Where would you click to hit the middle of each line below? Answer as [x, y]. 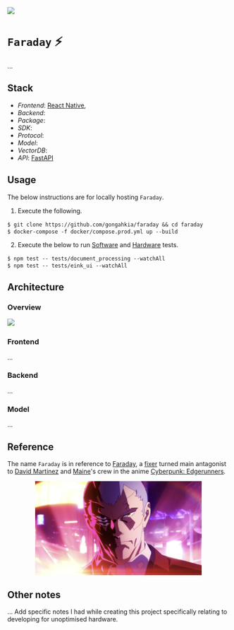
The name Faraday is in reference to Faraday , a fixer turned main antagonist [117, 463]
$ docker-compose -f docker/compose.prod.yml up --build [93, 232]
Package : [31, 120]
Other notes [34, 594]
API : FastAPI [36, 157]
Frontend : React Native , [52, 105]
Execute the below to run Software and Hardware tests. [98, 244]
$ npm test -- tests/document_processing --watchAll [86, 258]
